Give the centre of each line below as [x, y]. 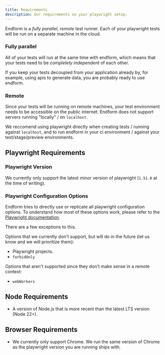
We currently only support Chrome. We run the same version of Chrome [86, 342]
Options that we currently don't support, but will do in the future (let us [78, 237]
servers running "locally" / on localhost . [46, 117]
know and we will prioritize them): [40, 242]
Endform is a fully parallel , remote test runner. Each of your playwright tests [82, 28]
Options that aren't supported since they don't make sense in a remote [78, 267]
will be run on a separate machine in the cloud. [53, 34]
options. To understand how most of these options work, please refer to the [82, 212]
